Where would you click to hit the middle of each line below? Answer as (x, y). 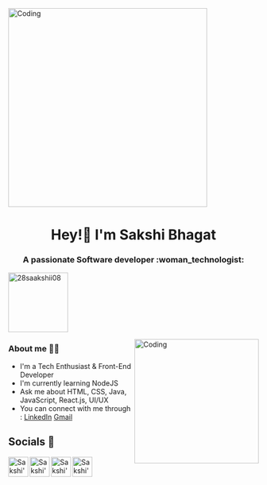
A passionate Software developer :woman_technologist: (133, 260)
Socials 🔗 (32, 442)
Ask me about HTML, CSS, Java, (73, 391)
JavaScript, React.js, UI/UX (64, 400)
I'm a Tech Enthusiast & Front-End (75, 366)
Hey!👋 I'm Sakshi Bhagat (133, 235)
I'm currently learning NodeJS (69, 383)
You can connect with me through (75, 408)
